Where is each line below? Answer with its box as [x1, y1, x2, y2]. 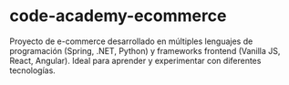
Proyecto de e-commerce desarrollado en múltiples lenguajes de [9, 36, 253, 47]
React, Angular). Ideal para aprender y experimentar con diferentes [9, 55, 262, 66]
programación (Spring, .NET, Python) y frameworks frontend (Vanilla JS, [9, 45, 281, 56]
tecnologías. [9, 65, 57, 76]
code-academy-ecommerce [9, 5, 227, 27]
